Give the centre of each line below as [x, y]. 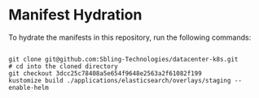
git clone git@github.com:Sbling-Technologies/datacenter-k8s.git [123, 59]
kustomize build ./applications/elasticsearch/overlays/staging [120, 80]
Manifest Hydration [75, 15]
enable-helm [29, 87]
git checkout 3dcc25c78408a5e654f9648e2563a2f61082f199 [105, 73]
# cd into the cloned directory [63, 66]
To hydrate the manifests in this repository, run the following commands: [130, 37]
